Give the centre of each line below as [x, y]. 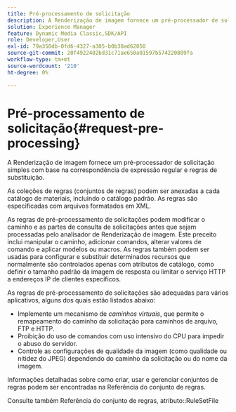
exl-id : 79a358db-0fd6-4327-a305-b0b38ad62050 [77, 46]
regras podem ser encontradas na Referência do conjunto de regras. [106, 387]
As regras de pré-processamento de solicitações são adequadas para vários [118, 293]
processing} [44, 143]
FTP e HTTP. [36, 329]
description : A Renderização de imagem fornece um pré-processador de [113, 20]
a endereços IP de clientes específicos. [64, 279]
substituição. [26, 178]
